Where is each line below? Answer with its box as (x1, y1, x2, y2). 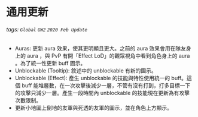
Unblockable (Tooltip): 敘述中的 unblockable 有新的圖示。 (14, 67, 157, 74)
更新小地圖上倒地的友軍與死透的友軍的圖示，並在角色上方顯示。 (14, 105, 172, 112)
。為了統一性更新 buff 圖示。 (14, 60, 86, 67)
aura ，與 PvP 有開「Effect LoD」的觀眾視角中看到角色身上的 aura (26, 52, 190, 59)
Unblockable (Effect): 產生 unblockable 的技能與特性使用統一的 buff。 (14, 75, 187, 82)
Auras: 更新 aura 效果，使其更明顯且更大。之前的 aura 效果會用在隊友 (14, 45, 187, 52)
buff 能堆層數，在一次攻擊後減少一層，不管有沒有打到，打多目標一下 (22, 82, 191, 89)
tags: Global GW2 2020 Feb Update (6, 26, 88, 33)
